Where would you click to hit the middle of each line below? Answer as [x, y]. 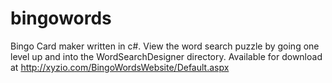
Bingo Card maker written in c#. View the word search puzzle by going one [165, 46]
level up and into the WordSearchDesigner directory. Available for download [166, 56]
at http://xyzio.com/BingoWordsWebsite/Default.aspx [120, 67]
